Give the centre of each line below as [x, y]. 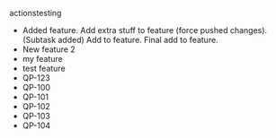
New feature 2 [49, 49]
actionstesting [36, 13]
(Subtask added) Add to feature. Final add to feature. [120, 40]
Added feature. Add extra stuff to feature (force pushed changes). [145, 30]
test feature [44, 68]
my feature [42, 59]
